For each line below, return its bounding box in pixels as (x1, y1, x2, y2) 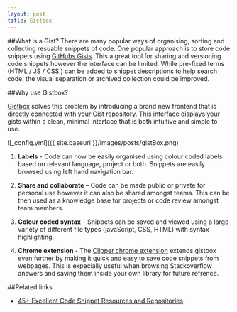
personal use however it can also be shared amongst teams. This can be (17, 188, 230, 197)
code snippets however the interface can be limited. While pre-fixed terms (7, 59, 225, 68)
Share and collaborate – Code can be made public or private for (17, 181, 206, 189)
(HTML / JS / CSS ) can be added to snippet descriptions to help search (7, 67, 218, 75)
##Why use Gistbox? (7, 88, 69, 97)
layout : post (7, 10, 46, 18)
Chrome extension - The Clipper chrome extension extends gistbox (17, 246, 216, 254)
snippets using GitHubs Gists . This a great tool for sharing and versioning (7, 51, 221, 60)
